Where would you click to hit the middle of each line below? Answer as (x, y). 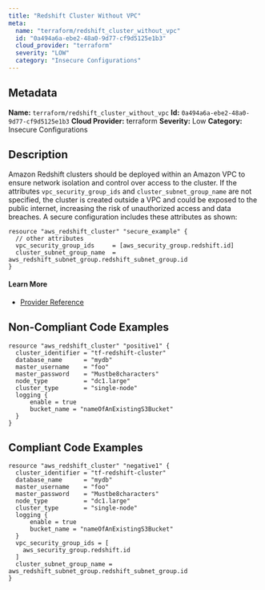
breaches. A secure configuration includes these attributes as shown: (123, 217)
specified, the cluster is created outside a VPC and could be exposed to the (133, 199)
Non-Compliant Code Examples (89, 327)
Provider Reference (52, 302)
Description (38, 155)
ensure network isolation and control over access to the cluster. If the (123, 182)
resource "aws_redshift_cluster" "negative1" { (89, 466)
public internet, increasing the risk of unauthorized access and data (120, 208)
